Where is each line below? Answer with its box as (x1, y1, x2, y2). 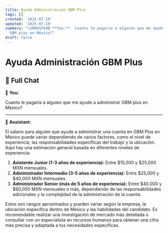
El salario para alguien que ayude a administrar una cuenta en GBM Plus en (5, 128, 160, 135)
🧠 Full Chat (5, 76, 39, 85)
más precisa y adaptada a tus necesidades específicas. (5, 222, 119, 228)
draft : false (5, 35, 32, 40)
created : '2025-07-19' (5, 16, 52, 21)
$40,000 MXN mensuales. (12, 175, 67, 181)
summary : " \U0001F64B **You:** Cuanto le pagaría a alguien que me (5, 26, 151, 31)
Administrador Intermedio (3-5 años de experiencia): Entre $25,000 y (12, 170, 159, 176)
